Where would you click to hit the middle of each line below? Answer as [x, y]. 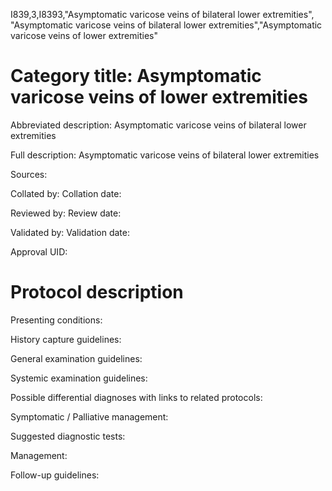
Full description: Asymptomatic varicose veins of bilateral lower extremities [165, 155]
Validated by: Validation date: [70, 232]
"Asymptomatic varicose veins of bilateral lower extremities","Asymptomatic [166, 25]
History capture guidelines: [66, 339]
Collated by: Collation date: [66, 193]
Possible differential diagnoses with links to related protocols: [136, 397]
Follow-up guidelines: [55, 475]
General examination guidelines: [76, 358]
